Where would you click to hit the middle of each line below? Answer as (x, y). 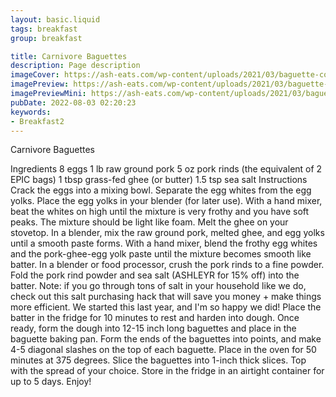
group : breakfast (46, 38)
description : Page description (75, 66)
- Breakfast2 (37, 121)
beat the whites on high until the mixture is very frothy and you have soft (160, 212)
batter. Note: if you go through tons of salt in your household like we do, (158, 286)
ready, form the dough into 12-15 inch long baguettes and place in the (153, 328)
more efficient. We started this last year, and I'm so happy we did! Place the (166, 307)
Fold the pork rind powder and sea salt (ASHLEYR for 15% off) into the (155, 275)
